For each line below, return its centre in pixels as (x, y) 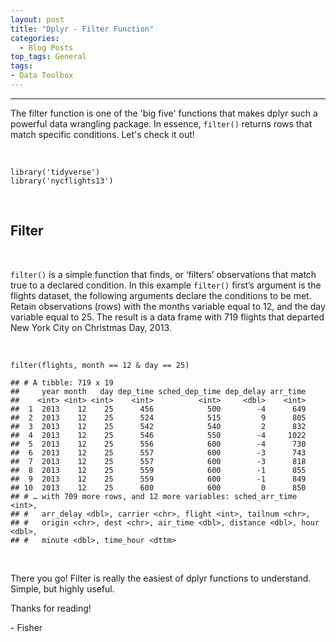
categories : (35, 38)
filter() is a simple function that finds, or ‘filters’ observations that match (163, 274)
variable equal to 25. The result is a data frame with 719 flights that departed (167, 317)
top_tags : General (48, 57)
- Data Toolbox (42, 76)
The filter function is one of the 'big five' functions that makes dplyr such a (164, 113)
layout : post (37, 19)
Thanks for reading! (51, 608)
